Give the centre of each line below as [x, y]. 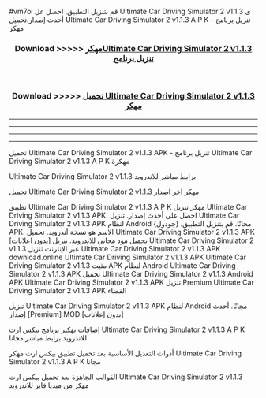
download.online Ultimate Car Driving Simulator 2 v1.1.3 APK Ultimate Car [128, 257]
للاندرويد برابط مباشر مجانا [48, 337]
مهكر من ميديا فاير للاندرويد [49, 385]
